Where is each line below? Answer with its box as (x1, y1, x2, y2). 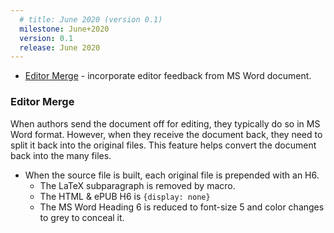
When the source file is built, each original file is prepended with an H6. (24, 169, 320, 181)
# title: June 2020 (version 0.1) (19, 14, 163, 25)
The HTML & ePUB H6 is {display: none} (39, 190, 211, 202)
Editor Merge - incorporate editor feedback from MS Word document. (24, 70, 312, 82)
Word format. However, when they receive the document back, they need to (10, 128, 323, 140)
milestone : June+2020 (19, 24, 110, 34)
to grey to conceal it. (39, 211, 125, 223)
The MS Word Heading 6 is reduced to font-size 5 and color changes (39, 201, 325, 213)
